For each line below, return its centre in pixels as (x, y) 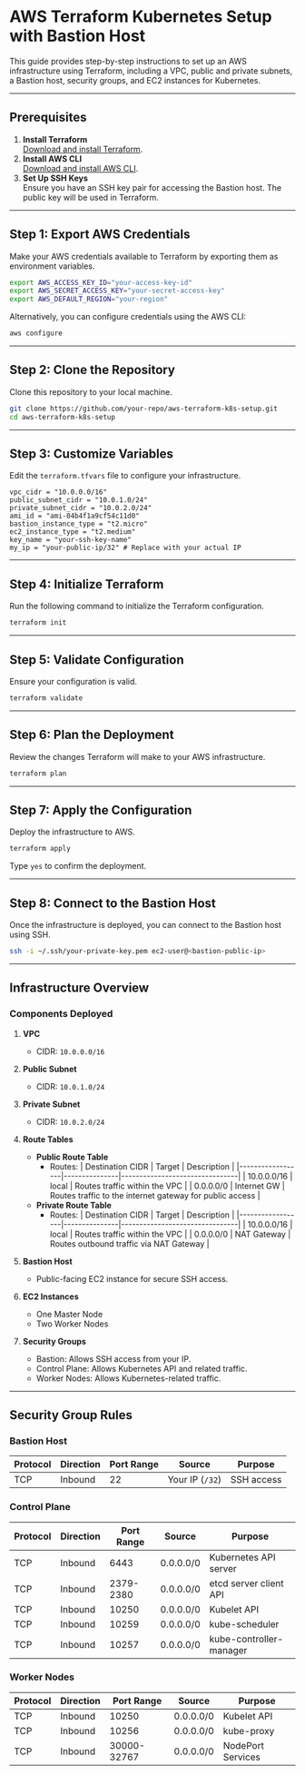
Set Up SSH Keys (55, 178)
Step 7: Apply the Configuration (101, 810)
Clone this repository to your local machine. (91, 391)
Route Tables (48, 1139)
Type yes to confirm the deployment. (78, 866)
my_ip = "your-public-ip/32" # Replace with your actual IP (126, 548)
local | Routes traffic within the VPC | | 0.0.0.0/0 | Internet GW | (167, 1186)
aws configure (36, 333)
